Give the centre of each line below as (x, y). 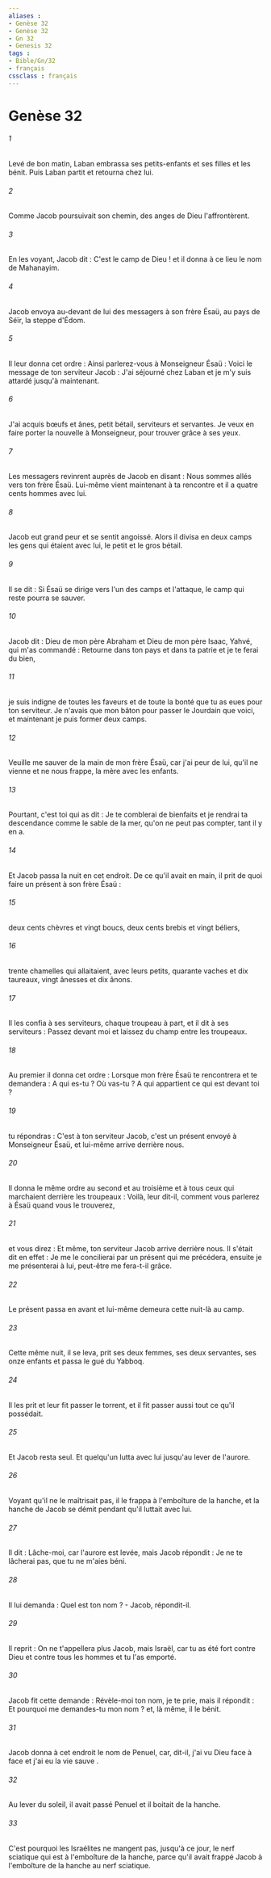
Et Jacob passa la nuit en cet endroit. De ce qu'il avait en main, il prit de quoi (135, 875)
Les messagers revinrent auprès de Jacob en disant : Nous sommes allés (130, 477)
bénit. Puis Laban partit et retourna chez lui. (81, 172)
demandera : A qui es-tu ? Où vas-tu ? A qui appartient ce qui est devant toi (134, 1084)
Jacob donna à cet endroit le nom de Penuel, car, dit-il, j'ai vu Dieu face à (130, 1753)
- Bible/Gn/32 (32, 61)
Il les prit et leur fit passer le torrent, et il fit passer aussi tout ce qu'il (122, 1405)
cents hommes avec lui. (48, 494)
